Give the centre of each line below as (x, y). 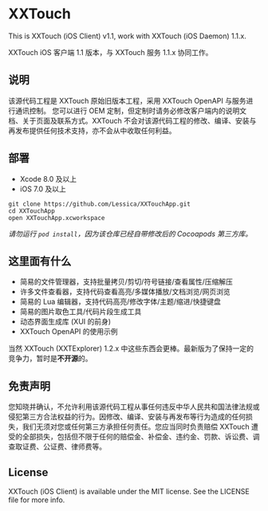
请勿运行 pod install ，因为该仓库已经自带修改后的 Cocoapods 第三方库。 (130, 234)
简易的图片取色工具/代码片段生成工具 (81, 312)
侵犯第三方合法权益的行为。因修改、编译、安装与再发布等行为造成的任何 (127, 417)
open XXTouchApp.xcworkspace (57, 218)
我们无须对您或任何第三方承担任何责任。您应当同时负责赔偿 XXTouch (136, 426)
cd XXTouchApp (32, 211)
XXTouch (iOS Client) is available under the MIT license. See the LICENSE (129, 491)
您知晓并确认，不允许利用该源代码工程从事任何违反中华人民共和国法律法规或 (134, 407)
